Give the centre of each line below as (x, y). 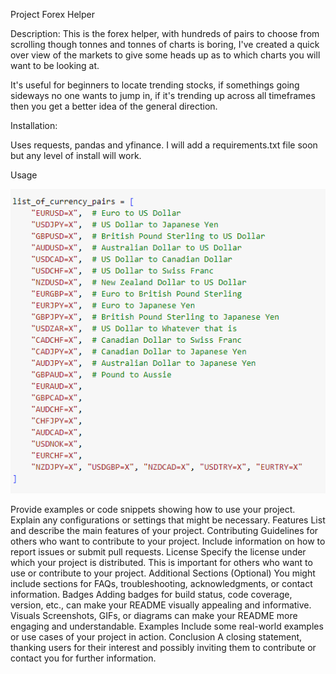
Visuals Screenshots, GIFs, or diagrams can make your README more (154, 616)
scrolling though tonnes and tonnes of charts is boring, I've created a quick (165, 44)
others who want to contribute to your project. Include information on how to (168, 541)
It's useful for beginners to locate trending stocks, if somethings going (155, 85)
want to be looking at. (55, 65)
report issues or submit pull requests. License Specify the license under (158, 552)
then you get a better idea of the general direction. (114, 106)
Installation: (34, 125)
